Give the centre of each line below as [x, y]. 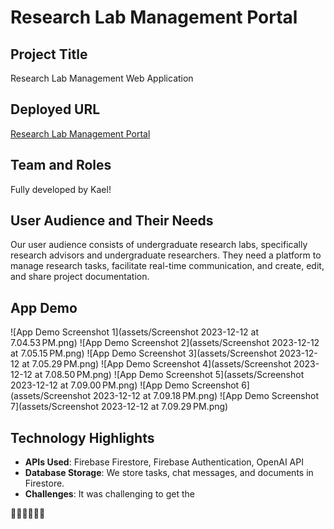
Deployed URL [55, 109]
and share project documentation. [80, 277]
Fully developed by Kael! [61, 189]
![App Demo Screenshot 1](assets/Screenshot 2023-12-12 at [134, 332]
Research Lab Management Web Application [102, 78]
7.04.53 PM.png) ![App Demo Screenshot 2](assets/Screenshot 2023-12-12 [165, 343]
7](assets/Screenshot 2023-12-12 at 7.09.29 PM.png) [119, 407]
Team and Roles [61, 165]
